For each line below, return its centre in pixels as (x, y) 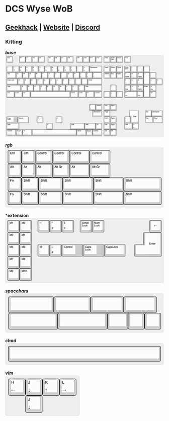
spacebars (17, 291)
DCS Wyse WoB (39, 9)
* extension (17, 215)
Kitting (14, 42)
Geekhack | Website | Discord (53, 27)
